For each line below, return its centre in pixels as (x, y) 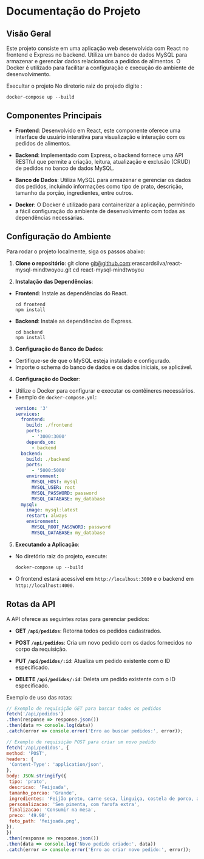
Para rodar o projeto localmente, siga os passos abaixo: (76, 251)
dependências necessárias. (49, 217)
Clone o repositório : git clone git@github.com (73, 263)
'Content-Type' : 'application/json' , (56, 765)
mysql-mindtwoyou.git (43, 270)
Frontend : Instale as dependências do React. (71, 293)
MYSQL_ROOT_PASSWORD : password (71, 527)
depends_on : (41, 442)
